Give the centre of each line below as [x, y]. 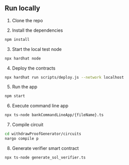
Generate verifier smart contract [45, 148]
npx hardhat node [23, 58]
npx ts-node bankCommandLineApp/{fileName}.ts [54, 115]
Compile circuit [28, 125]
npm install [17, 39]
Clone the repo [27, 20]
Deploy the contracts [34, 68]
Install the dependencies [37, 30]
